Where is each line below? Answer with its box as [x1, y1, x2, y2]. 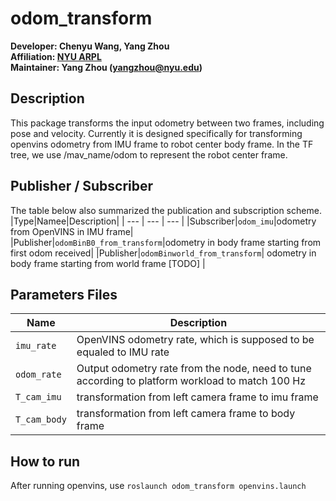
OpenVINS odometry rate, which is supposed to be [76, 333, 315, 347]
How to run [10, 453, 81, 470]
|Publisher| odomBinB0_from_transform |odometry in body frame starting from [10, 236, 322, 248]
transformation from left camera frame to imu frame [76, 390, 319, 404]
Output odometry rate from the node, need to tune [76, 362, 312, 376]
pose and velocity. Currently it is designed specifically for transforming [10, 127, 303, 139]
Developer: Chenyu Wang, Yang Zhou [10, 40, 170, 52]
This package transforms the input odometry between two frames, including [10, 117, 325, 129]
